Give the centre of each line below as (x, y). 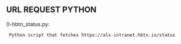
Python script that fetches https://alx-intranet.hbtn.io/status (92, 35)
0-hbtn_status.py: (28, 24)
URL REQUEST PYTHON (52, 10)
